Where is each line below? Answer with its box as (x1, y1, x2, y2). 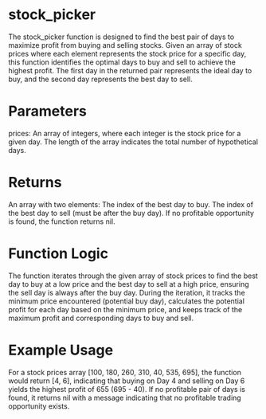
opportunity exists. (8, 401, 70, 411)
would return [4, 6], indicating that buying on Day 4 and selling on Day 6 (8, 376, 245, 386)
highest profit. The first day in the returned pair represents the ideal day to (8, 65, 252, 75)
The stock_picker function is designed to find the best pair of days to (8, 32, 235, 41)
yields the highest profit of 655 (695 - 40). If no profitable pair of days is (8, 384, 245, 394)
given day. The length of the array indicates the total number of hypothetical (8, 137, 259, 147)
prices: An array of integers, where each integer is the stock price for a (8, 128, 241, 138)
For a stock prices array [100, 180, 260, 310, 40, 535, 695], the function (8, 367, 241, 377)
